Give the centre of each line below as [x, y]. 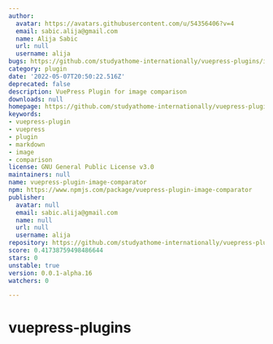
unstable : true [34, 265]
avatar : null [38, 205]
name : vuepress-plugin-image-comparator [78, 183]
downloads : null [36, 99]
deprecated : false [39, 84]
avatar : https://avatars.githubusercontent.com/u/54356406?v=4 [125, 24]
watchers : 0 [28, 281]
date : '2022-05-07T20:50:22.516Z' [67, 76]
